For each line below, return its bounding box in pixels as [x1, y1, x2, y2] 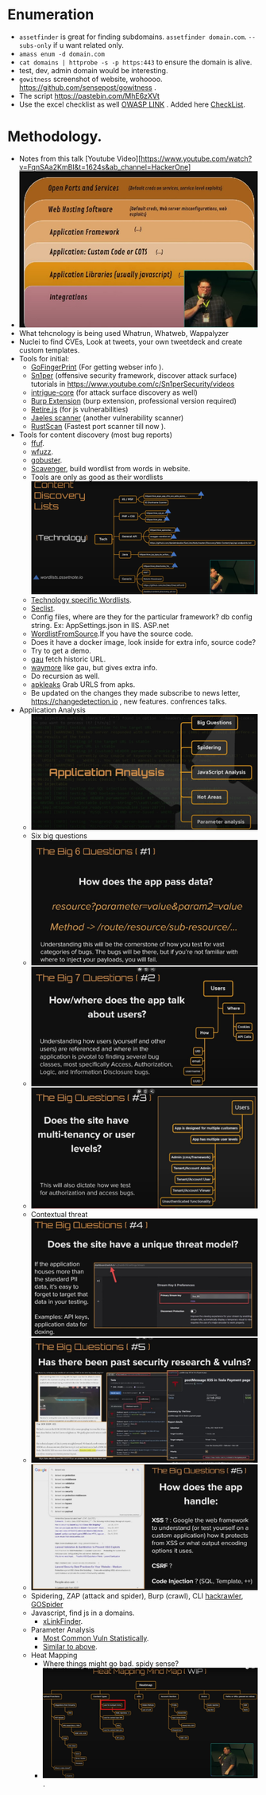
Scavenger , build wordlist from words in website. [30, 463, 191, 473]
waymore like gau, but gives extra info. [30, 663, 158, 673]
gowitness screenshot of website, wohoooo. [18, 74, 164, 84]
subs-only [18, 41, 52, 49]
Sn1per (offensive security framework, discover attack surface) [30, 370, 237, 380]
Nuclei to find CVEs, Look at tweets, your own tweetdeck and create [18, 337, 243, 346]
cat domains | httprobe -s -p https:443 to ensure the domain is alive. [18, 57, 253, 67]
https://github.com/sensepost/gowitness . [18, 82, 156, 92]
